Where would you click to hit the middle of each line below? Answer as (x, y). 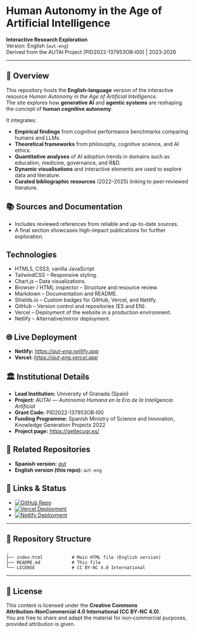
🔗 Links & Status (36, 488)
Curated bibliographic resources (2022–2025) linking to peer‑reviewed (101, 181)
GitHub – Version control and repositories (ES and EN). (80, 306)
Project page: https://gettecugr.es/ (57, 431)
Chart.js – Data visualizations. (50, 281)
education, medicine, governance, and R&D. (68, 163)
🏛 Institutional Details (48, 377)
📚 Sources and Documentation (64, 207)
